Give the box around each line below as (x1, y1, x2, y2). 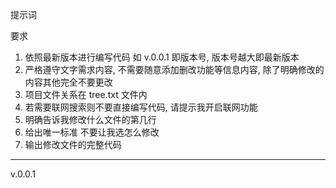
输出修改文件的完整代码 (24, 139, 122, 150)
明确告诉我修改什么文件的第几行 (24, 114, 157, 125)
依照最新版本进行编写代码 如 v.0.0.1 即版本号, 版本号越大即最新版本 (24, 51, 300, 63)
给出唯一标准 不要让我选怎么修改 (24, 126, 160, 138)
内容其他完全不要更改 (24, 76, 113, 88)
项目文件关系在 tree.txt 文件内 (24, 89, 148, 100)
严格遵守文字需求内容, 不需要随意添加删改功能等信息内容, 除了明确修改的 (24, 64, 325, 75)
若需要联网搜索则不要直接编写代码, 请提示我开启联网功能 (24, 101, 258, 113)
